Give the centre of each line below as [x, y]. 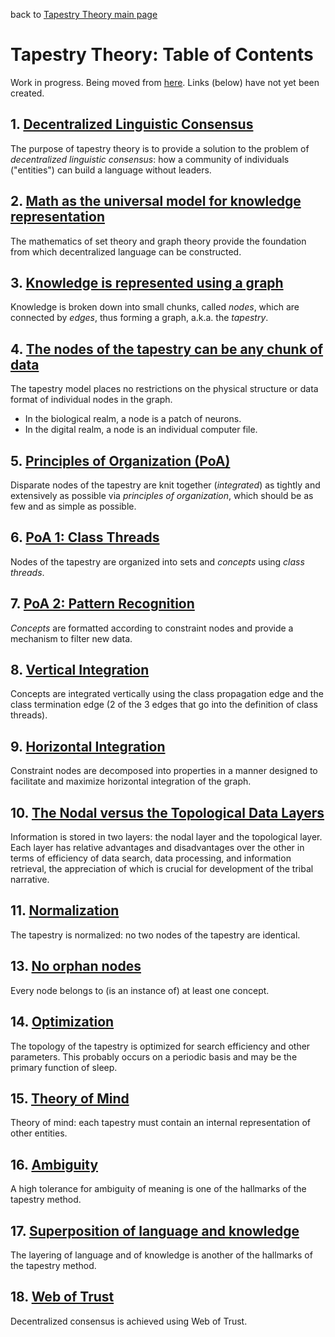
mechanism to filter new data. [71, 638]
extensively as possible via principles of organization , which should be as [162, 495]
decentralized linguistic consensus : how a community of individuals [150, 159]
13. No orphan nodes [76, 966]
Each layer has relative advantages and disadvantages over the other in [157, 848]
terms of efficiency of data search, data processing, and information [151, 858]
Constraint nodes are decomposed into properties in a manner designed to [164, 771]
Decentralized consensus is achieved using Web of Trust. [129, 1321]
